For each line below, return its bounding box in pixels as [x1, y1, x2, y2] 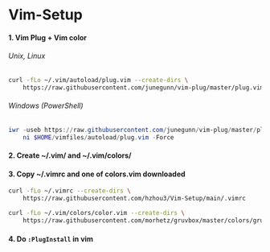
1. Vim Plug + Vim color [8, 32, 87, 42]
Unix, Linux [8, 51, 46, 61]
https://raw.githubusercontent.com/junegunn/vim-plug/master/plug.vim [22, 83, 264, 92]
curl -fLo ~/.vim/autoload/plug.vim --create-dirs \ [8, 76, 189, 84]
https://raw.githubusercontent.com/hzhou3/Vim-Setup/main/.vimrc [22, 195, 247, 203]
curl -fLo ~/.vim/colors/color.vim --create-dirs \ [8, 209, 185, 217]
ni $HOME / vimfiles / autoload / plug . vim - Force [22, 133, 174, 142]
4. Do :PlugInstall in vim [8, 233, 94, 243]
